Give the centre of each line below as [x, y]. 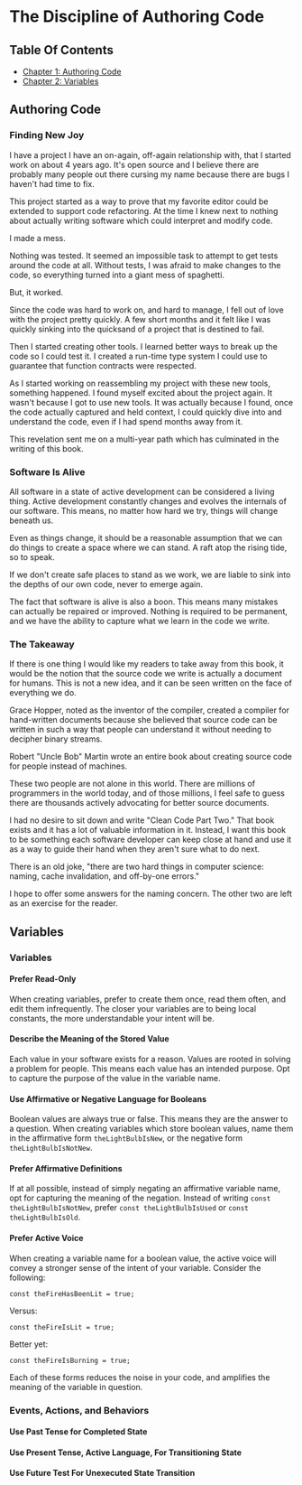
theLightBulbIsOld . [45, 1218]
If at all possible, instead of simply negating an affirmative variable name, [145, 1189]
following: [27, 1277]
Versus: [23, 1311]
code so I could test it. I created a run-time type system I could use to [138, 356]
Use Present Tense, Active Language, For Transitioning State [125, 1452]
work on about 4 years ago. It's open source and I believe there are [134, 164]
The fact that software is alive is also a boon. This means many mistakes [144, 602]
